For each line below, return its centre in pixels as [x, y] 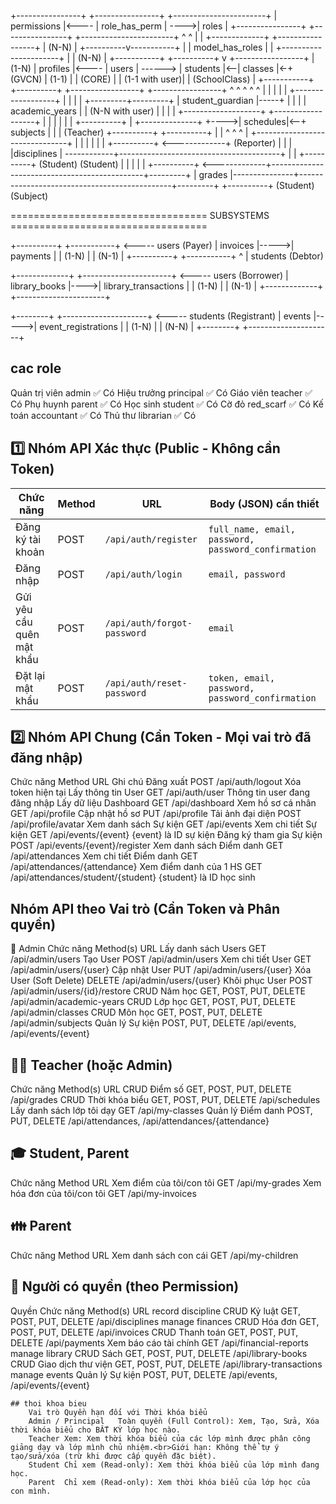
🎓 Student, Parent [70, 1153]
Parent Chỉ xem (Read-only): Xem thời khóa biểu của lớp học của [169, 1482]
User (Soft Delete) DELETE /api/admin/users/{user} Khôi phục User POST [161, 981]
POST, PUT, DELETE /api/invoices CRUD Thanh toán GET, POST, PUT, [154, 1332]
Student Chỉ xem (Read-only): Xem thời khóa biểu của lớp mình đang [174, 1465]
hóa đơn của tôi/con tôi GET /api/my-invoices [103, 1193]
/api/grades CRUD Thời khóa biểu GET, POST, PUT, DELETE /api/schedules [165, 1100]
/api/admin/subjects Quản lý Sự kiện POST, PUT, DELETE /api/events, [153, 1023]
